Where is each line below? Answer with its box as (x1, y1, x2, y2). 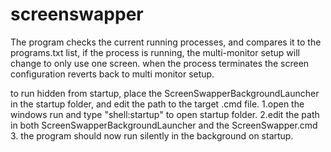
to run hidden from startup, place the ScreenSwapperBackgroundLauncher (10, 87, 320, 99)
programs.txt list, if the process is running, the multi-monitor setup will (10, 46, 300, 58)
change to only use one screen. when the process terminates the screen (10, 57, 310, 69)
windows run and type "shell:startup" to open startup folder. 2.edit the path (10, 108, 320, 120)
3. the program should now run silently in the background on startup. (10, 129, 294, 142)
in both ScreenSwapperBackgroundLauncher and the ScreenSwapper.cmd (10, 119, 318, 131)
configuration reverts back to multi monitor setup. (10, 68, 215, 80)
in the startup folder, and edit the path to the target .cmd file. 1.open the (10, 98, 305, 110)
